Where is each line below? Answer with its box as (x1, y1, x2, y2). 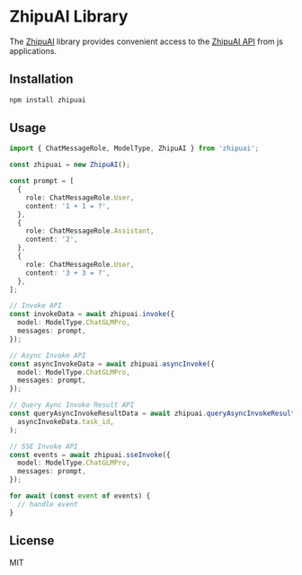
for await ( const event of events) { (9, 491, 151, 500)
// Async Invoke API (9, 350, 87, 360)
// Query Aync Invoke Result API (9, 401, 135, 410)
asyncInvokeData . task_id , (17, 417, 115, 426)
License (9, 533, 55, 549)
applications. (9, 45, 57, 56)
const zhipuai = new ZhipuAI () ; (9, 160, 130, 170)
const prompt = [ (9, 177, 75, 186)
